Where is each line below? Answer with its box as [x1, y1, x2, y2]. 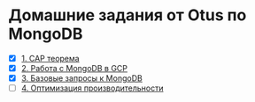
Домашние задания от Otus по [8, 5, 247, 25]
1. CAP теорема [20, 53, 81, 63]
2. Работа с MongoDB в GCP [20, 63, 128, 73]
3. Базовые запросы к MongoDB [20, 73, 143, 84]
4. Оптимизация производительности [20, 83, 164, 93]
